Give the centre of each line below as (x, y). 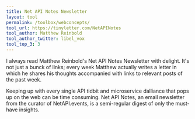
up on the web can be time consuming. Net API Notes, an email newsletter (95, 97)
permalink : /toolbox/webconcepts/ (48, 22)
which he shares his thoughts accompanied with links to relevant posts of (94, 73)
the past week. (24, 79)
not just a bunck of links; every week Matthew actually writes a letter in (91, 67)
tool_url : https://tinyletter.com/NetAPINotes (64, 28)
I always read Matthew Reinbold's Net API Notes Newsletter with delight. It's (98, 61)
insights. (29, 110)
